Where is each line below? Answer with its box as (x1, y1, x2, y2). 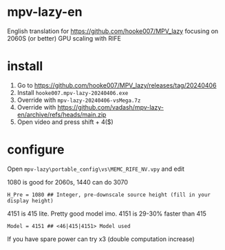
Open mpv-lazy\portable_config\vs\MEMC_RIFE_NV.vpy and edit (7, 165, 184, 173)
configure (7, 142, 65, 158)
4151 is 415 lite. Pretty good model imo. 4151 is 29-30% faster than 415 (7, 209, 206, 218)
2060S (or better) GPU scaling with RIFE (7, 34, 122, 42)
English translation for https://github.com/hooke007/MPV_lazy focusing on (7, 27, 219, 35)
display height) (7, 197, 54, 204)
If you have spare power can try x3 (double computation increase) (7, 235, 195, 243)
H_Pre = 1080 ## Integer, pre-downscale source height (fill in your (7, 191, 211, 198)
